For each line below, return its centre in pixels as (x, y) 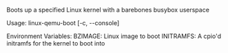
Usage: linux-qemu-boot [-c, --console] (63, 23)
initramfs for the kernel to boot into (56, 43)
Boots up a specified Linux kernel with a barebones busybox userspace (108, 10)
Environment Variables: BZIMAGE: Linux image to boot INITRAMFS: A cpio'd (114, 36)
